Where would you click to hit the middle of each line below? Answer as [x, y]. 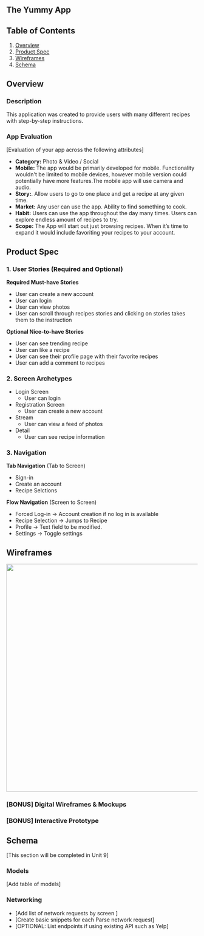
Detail [22, 430]
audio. [23, 187]
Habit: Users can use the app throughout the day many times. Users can [106, 213]
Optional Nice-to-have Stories [45, 331]
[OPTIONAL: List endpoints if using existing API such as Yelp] [92, 926]
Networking [24, 900]
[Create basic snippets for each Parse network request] [85, 920]
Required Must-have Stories [42, 282]
